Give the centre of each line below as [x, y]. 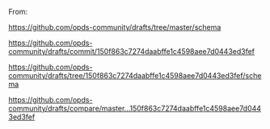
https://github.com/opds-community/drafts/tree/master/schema [115, 27]
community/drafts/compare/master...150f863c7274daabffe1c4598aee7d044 [135, 108]
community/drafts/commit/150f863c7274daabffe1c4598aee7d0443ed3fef [132, 51]
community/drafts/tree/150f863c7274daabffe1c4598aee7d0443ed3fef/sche [135, 75]
